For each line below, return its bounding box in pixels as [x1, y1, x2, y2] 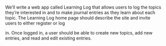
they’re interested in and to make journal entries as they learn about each [5, 9, 156, 15]
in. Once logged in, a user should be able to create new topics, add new [5, 30, 153, 35]
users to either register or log [5, 20, 65, 26]
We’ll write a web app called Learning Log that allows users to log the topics [5, 4, 162, 10]
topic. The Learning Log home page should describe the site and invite [5, 15, 151, 20]
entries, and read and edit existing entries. [5, 35, 92, 41]
